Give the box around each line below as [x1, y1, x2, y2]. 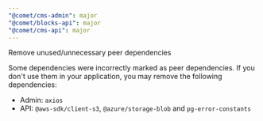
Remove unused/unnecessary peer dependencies [8, 48, 172, 58]
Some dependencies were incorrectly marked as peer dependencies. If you [8, 63, 256, 73]
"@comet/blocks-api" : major [8, 19, 102, 27]
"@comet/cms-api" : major [8, 26, 91, 34]
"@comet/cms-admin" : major [8, 11, 98, 20]
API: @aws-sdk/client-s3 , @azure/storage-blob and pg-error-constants [19, 104, 252, 113]
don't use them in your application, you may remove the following [8, 72, 222, 81]
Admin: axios [19, 96, 64, 105]
